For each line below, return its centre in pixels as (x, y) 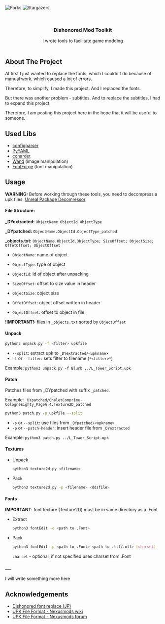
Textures (15, 449)
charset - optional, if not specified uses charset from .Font (71, 556)
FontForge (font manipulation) (42, 166)
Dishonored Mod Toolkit (83, 30)
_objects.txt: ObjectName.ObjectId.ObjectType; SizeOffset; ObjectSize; (80, 240)
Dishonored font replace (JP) (42, 606)
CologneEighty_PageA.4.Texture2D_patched (48, 405)
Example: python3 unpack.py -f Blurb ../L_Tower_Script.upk (68, 368)
